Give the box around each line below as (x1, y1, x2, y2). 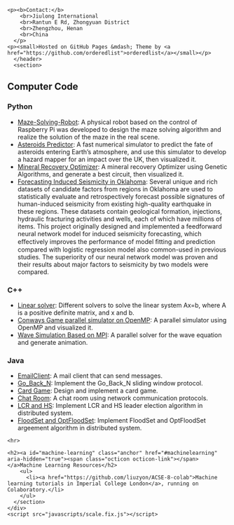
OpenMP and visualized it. (17, 323, 93, 332)
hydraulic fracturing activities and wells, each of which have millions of (17, 214, 222, 223)
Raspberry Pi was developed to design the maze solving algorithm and (17, 125, 222, 133)
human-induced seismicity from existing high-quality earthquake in (17, 200, 212, 208)
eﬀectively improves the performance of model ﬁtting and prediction (17, 237, 216, 245)
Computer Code (7, 81, 78, 93)
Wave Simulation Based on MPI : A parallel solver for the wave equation (17, 330, 222, 339)
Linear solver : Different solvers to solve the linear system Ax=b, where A (17, 301, 226, 309)
